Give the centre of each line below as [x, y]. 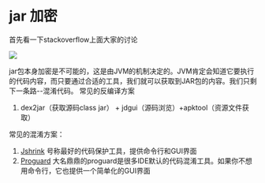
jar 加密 [33, 16]
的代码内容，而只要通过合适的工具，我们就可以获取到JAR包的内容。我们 [126, 80]
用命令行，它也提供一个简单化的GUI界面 [85, 170]
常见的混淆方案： [37, 134]
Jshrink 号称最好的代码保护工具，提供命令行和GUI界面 [108, 151]
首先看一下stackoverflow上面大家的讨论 [73, 39]
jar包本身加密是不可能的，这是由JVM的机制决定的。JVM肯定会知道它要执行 [132, 71]
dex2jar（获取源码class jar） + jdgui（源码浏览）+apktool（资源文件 [131, 107]
